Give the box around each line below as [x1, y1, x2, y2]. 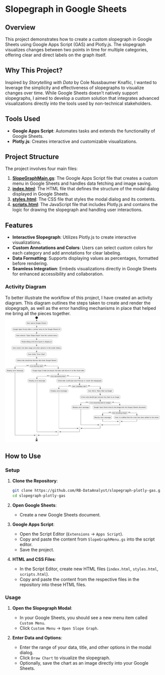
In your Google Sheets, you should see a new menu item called [19, 615, 148, 621]
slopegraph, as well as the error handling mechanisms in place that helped [5, 305, 156, 311]
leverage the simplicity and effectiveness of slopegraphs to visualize [5, 84, 144, 90]
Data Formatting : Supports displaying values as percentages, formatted [12, 255, 159, 261]
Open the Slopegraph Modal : [12, 605, 72, 611]
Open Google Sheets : [12, 502, 57, 508]
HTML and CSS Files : [12, 556, 56, 562]
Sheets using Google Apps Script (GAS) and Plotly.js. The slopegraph [5, 42, 146, 47]
